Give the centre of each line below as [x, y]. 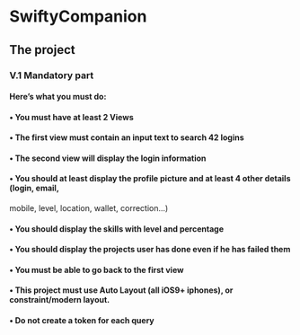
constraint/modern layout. [60, 300]
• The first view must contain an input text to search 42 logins [127, 137]
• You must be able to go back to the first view [97, 269]
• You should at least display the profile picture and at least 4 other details [150, 179]
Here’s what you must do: [58, 97]
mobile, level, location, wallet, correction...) [89, 208]
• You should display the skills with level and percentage [117, 229]
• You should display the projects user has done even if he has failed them [150, 250]
